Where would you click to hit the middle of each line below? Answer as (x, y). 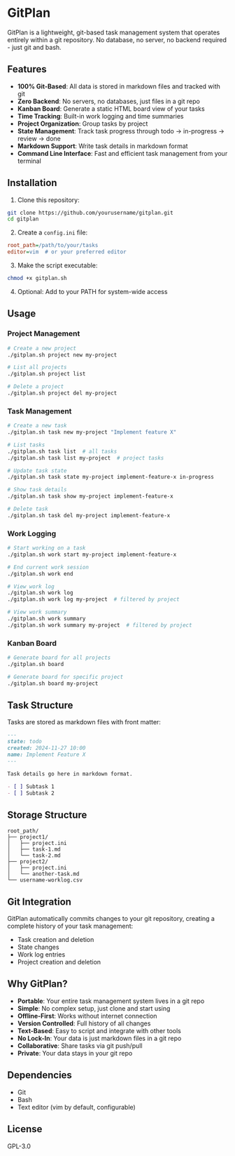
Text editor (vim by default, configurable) (77, 1107)
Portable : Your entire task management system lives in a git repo (111, 1001)
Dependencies (40, 1075)
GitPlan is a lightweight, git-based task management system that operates (114, 32)
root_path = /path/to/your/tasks (53, 246)
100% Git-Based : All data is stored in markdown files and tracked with (119, 86)
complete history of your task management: (70, 926)
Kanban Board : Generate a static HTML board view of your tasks (111, 108)
